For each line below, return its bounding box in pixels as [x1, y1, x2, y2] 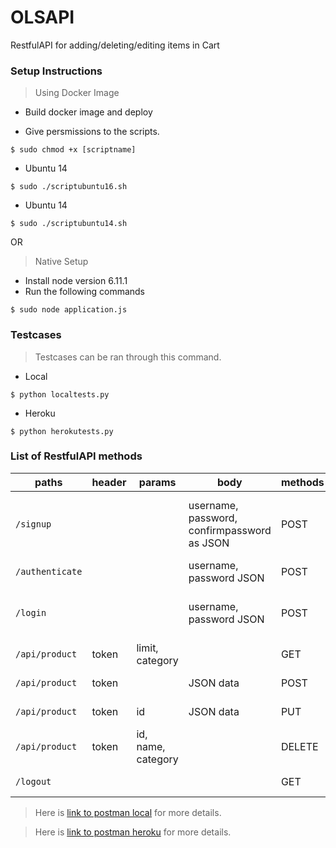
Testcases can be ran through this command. [34, 351, 222, 363]
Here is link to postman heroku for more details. [34, 826, 232, 838]
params [138, 475, 177, 489]
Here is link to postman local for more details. [34, 806, 222, 818]
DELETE [280, 739, 319, 753]
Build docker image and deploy [24, 106, 153, 118]
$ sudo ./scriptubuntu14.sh [10, 219, 128, 229]
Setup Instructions [10, 64, 103, 78]
